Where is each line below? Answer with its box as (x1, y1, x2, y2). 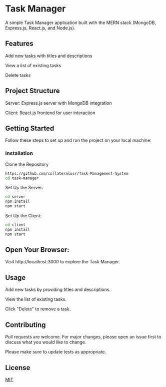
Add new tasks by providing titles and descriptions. (5, 286, 111, 293)
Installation (5, 150, 33, 157)
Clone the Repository (5, 161, 49, 167)
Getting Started (5, 124, 54, 133)
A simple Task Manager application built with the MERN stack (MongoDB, (5, 20, 156, 26)
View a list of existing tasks (5, 62, 61, 68)
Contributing (5, 320, 46, 329)
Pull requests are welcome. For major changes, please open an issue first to (5, 334, 161, 340)
